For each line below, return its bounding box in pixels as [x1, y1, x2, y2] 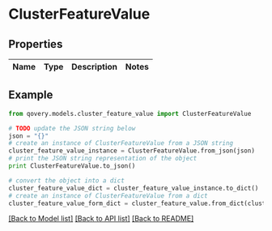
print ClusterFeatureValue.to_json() [8, 162, 136, 170]
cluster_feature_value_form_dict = [8, 199, 129, 207]
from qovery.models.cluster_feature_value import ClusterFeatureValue [8, 109, 252, 118]
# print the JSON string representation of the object [8, 155, 198, 163]
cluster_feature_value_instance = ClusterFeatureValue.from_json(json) [8, 147, 255, 155]
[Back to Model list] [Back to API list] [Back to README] [8, 214, 194, 224]
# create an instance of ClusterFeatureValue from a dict [8, 191, 208, 199]
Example [8, 88, 53, 102]
